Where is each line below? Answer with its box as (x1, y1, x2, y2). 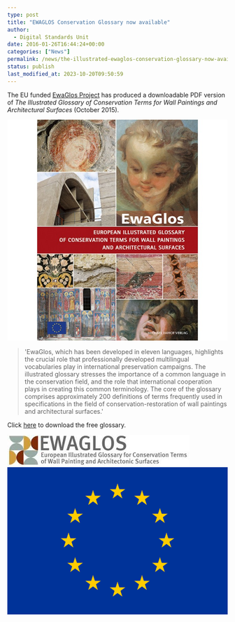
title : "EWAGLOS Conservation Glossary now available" (7, 18, 171, 26)
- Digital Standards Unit (13, 34, 90, 41)
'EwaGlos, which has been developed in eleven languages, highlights (24, 347, 224, 356)
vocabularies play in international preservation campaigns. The (24, 362, 206, 371)
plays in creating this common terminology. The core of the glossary (24, 384, 222, 393)
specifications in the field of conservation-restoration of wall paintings (24, 400, 227, 408)
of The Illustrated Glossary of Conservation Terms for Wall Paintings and (7, 98, 218, 107)
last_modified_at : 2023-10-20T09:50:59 (7, 70, 124, 77)
